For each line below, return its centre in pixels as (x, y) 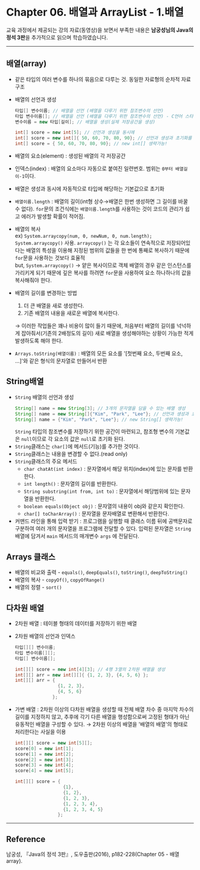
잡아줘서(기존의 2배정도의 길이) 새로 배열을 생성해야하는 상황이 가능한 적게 (107, 333)
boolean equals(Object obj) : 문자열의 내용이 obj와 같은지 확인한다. (104, 506)
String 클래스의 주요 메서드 (46, 461)
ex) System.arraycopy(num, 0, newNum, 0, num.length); (83, 236)
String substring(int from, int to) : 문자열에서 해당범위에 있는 (101, 491)
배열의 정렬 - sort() (38, 587)
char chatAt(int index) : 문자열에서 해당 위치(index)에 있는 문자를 (103, 469)
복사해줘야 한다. (33, 280)
